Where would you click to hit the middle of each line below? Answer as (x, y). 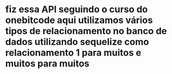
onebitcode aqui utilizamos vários (79, 20)
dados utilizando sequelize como (77, 42)
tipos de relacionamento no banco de (86, 31)
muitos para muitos (47, 64)
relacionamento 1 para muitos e (73, 53)
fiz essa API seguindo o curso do (77, 9)
